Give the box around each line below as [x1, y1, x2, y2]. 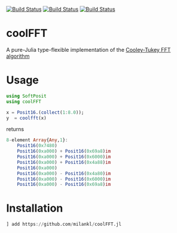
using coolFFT [6, 98, 42, 104]
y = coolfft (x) [6, 115, 47, 121]
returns [6, 126, 25, 133]
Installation [6, 201, 63, 215]
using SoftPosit [6, 93, 47, 99]
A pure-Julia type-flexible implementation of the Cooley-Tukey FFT [6, 46, 171, 53]
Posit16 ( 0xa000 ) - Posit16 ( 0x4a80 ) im [17, 170, 111, 176]
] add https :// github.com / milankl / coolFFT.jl [6, 221, 121, 228]
